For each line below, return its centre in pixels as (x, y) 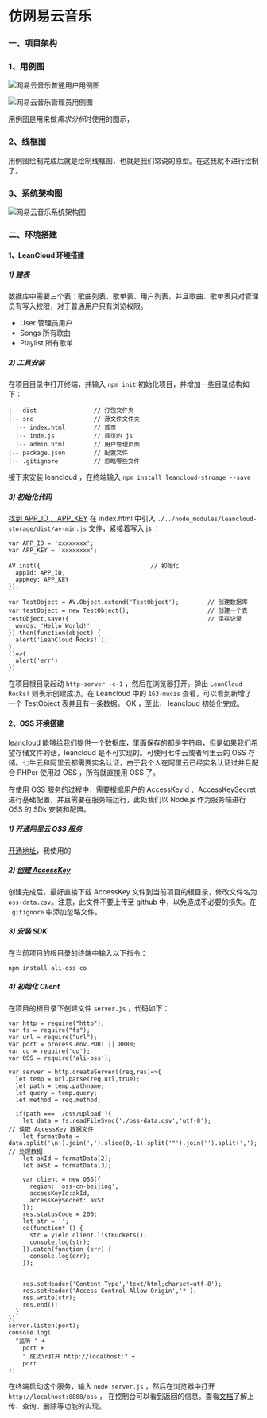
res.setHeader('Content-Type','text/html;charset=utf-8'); (122, 1284)
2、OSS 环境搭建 (36, 723)
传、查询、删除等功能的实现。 (57, 1406)
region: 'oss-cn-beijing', (74, 1186)
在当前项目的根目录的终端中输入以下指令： (78, 952)
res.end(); (41, 1305)
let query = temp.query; (56, 1093)
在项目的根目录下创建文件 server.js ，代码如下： (89, 1008)
